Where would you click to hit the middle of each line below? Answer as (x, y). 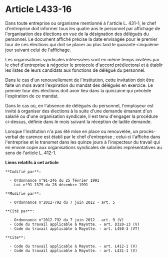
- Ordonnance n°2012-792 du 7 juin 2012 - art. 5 (62, 202)
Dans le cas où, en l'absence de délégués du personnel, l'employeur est (79, 105)
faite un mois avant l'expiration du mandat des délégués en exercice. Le (79, 85)
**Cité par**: (20, 211)
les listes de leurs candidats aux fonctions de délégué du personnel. (75, 70)
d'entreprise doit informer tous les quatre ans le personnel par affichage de (83, 28)
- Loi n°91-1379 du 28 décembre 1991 (49, 185)
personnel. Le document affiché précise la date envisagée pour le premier (81, 39)
